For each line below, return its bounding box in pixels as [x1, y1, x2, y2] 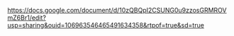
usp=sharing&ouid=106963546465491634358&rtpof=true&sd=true [7, 21, 204, 29]
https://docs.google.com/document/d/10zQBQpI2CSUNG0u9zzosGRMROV [7, 6, 227, 14]
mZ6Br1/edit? [7, 13, 46, 22]
